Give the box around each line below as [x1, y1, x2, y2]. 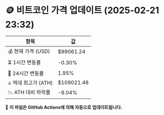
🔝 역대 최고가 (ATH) [8, 79, 53, 86]
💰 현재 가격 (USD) [8, 47, 51, 54]
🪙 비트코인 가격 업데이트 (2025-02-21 [5, 5, 159, 16]
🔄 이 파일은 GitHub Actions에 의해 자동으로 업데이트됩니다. [5, 104, 122, 110]
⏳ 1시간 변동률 [8, 59, 42, 66]
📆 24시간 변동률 [8, 70, 44, 77]
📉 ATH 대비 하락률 [8, 89, 51, 96]
